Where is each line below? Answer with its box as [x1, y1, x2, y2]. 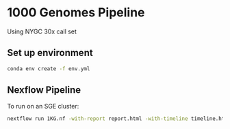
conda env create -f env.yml [7, 65, 90, 72]
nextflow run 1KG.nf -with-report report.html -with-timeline [7, 115, 188, 122]
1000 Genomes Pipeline [7, 5, 145, 20]
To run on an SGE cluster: [7, 102, 79, 111]
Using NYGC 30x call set [7, 27, 77, 35]
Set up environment [7, 47, 94, 59]
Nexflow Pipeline [7, 84, 81, 96]
